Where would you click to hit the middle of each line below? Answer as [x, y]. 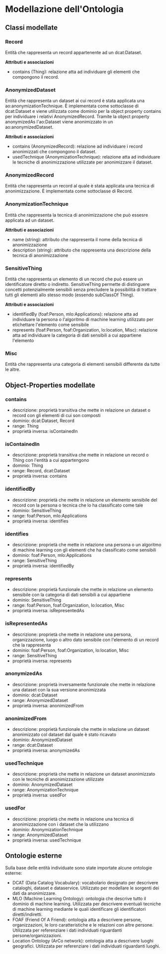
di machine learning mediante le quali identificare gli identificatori [79, 909]
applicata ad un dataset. [30, 220]
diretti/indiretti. [27, 914]
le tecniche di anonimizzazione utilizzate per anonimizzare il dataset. [82, 162]
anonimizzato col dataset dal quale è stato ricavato [64, 735]
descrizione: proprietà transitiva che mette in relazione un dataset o [81, 410]
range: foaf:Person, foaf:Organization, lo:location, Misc [68, 606]
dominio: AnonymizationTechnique [48, 829]
